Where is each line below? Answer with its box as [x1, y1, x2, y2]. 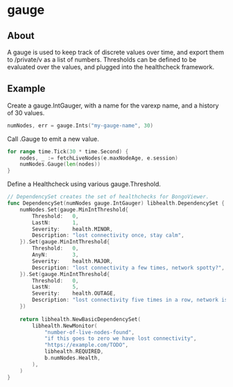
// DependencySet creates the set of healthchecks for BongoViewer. [7, 193, 209, 200]
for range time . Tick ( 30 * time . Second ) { [7, 148, 129, 155]
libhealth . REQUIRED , [44, 348, 104, 355]
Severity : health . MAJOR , [32, 257, 113, 265]
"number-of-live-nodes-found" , [44, 329, 135, 336]
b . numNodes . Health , [44, 354, 101, 362]
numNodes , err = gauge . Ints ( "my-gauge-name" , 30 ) [7, 122, 154, 129]
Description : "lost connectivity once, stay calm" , [32, 232, 185, 239]
